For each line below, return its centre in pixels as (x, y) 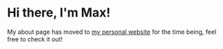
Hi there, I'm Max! (59, 13)
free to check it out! (35, 39)
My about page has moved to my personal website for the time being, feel (112, 32)
